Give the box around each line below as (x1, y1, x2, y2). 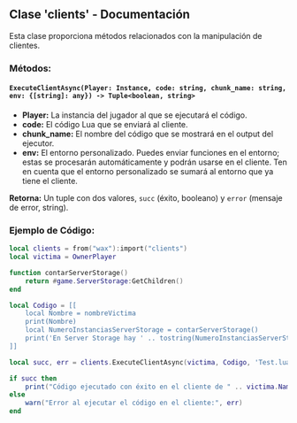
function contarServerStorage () (9, 268, 128, 277)
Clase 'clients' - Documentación (9, 7, 190, 22)
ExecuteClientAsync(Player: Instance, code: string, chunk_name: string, (9, 84, 287, 93)
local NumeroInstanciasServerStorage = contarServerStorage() (25, 326, 259, 335)
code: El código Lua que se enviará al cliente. (21, 119, 188, 129)
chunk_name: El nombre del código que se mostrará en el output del (21, 128, 274, 139)
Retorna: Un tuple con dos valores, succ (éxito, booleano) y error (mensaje (9, 192, 283, 203)
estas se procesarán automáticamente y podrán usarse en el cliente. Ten (21, 157, 287, 167)
